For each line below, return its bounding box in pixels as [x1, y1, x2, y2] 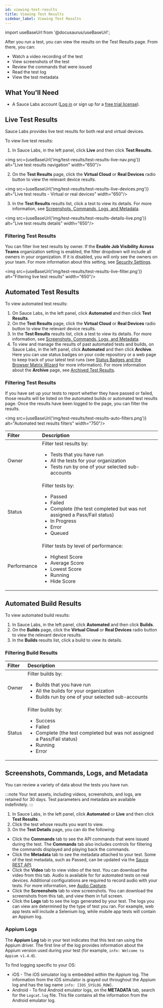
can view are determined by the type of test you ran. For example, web [12, 903, 154, 909]
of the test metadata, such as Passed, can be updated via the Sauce [12, 857, 149, 863]
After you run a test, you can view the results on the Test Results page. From [5, 39, 158, 45]
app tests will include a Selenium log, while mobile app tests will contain [12, 909, 156, 914]
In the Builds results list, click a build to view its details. [12, 637, 123, 643]
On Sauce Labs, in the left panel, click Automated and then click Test [12, 310, 151, 316]
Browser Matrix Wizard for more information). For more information [12, 362, 147, 368]
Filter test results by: [42, 440, 89, 447]
